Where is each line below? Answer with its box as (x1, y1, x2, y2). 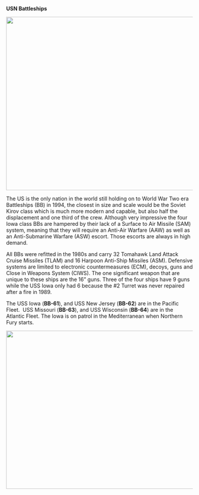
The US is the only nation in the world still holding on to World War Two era (6, 195, 189, 202)
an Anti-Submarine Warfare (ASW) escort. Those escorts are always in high (6, 233, 191, 239)
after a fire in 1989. (6, 289, 52, 295)
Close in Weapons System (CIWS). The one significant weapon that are (6, 270, 180, 276)
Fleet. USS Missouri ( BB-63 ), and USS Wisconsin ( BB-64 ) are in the (6, 306, 174, 313)
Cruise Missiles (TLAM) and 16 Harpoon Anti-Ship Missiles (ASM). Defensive (6, 257, 193, 264)
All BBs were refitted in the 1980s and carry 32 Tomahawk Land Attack (6, 251, 179, 257)
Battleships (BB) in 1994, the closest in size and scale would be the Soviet (6, 202, 186, 208)
